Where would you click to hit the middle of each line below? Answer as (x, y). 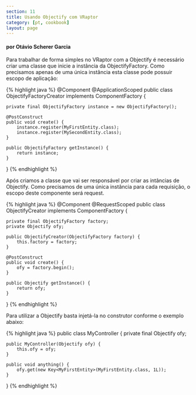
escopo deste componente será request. (55, 193)
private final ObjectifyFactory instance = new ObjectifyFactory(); (92, 107)
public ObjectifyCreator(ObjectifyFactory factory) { (73, 237)
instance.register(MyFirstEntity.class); (68, 128)
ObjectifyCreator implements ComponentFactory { (67, 211)
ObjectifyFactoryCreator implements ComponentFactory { (76, 96)
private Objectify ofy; (35, 227)
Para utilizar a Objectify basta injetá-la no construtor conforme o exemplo (95, 316)
